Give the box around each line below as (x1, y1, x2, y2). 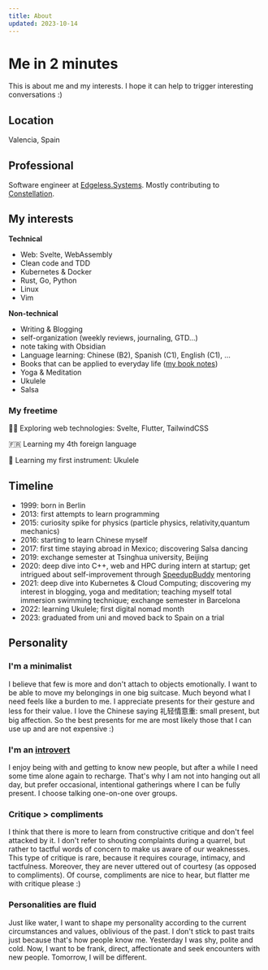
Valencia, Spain (8, 135, 61, 145)
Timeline (8, 479, 54, 492)
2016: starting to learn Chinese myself (19, 535, 148, 544)
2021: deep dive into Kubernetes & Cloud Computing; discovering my (19, 578, 252, 587)
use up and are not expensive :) (8, 724, 115, 734)
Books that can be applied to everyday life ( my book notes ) (19, 358, 218, 368)
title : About (8, 11, 53, 20)
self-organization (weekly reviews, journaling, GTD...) (19, 332, 199, 342)
